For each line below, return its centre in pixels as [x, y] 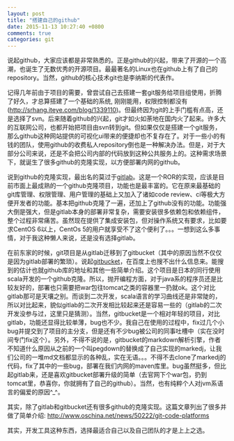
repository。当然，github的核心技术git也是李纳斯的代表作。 [93, 78]
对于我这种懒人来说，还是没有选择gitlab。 [79, 238]
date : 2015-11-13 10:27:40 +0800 [56, 26]
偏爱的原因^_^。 [41, 392]
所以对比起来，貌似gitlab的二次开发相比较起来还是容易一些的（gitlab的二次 [115, 305]
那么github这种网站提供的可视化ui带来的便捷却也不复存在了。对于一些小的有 [117, 136]
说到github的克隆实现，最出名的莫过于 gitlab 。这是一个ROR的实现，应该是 [113, 177]
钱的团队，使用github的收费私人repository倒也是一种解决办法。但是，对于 [113, 145]
